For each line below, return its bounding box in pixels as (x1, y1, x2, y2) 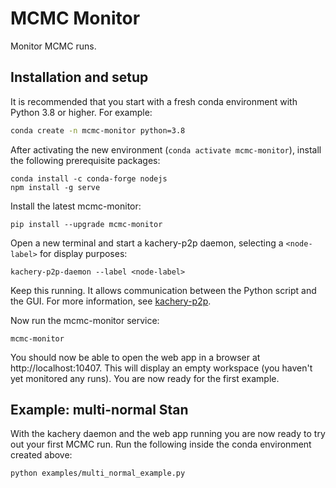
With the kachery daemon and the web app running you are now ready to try (10, 428, 326, 440)
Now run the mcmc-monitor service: (10, 314, 160, 326)
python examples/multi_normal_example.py (10, 468, 186, 479)
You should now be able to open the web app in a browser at (10, 351, 261, 363)
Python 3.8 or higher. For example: (10, 106, 153, 118)
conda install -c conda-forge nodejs (10, 173, 168, 184)
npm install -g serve (10, 182, 101, 192)
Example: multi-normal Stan (10, 402, 189, 419)
